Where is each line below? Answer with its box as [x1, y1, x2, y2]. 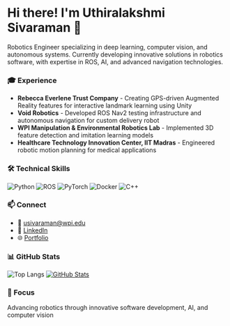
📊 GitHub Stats [7, 251, 61, 261]
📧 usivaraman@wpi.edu [17, 218, 86, 227]
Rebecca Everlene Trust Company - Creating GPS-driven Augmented [17, 94, 220, 103]
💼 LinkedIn [17, 225, 48, 235]
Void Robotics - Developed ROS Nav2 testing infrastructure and [17, 109, 202, 117]
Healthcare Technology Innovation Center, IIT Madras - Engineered [17, 138, 215, 147]
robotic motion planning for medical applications [17, 146, 157, 154]
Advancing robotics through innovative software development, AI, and [7, 304, 208, 312]
